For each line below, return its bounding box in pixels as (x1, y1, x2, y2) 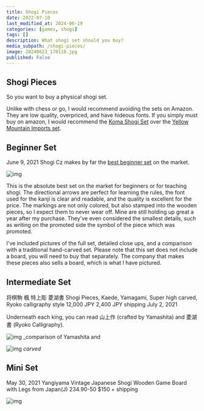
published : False (6, 54, 51, 61)
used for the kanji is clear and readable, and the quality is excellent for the (6, 195, 192, 202)
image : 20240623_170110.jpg (6, 49, 78, 55)
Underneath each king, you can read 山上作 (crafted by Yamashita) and (6, 313, 185, 321)
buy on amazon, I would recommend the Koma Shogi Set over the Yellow (6, 118, 189, 125)
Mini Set (6, 363, 38, 373)
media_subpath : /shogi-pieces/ (6, 43, 86, 50)
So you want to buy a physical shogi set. (6, 93, 108, 101)
